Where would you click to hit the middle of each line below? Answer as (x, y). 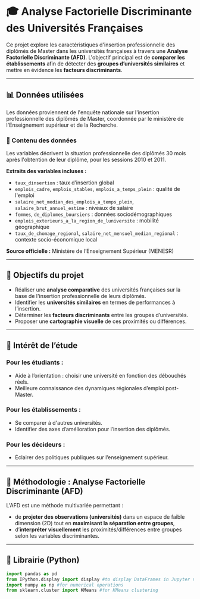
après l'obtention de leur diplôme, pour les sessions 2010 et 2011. (86, 160)
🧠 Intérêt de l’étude (42, 346)
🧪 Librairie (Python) (43, 560)
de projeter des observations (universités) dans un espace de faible (100, 517)
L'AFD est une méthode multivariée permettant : (65, 505)
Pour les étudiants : (35, 362)
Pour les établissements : (44, 410)
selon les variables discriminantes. (57, 535)
